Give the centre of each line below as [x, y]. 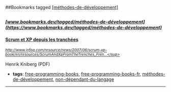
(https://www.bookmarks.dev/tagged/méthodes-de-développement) [83, 28]
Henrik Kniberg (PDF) [28, 64]
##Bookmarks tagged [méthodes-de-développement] [62, 7]
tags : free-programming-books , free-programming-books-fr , [77, 74]
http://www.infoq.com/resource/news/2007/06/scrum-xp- [56, 50]
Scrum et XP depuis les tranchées [42, 39]
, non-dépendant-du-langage [83, 79]
